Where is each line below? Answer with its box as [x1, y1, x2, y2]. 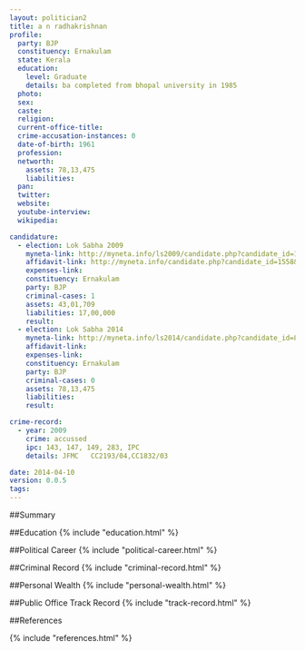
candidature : [9, 232, 59, 242]
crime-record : [9, 418, 64, 427]
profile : [9, 30, 43, 39]
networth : [17, 156, 54, 166]
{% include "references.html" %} [9, 633, 133, 643]
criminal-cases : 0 [25, 376, 95, 385]
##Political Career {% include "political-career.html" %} [9, 545, 218, 555]
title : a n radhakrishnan [9, 22, 107, 31]
